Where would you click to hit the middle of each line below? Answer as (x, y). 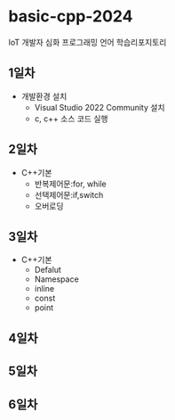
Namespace (56, 279)
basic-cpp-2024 (71, 16)
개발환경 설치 (44, 96)
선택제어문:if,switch (69, 194)
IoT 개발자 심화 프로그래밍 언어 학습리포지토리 (87, 42)
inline (44, 289)
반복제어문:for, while (71, 184)
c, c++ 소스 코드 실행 (71, 119)
